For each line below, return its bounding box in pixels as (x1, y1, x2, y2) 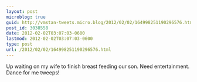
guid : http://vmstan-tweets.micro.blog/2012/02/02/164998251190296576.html (6, 19, 195, 25)
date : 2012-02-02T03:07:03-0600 (6, 30, 85, 36)
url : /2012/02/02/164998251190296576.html (6, 47, 111, 53)
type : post (6, 42, 33, 47)
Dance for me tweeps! (6, 69, 60, 76)
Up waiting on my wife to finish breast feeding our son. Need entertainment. (6, 63, 190, 70)
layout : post (6, 8, 38, 15)
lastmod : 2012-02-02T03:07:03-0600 (6, 36, 93, 42)
